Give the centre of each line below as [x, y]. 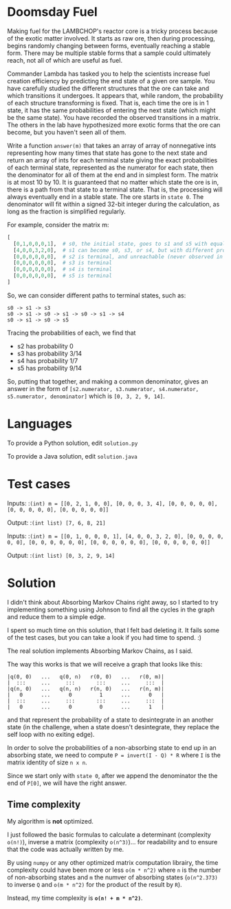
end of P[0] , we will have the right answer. [67, 783]
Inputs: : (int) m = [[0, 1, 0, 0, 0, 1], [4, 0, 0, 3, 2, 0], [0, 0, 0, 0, [115, 536]
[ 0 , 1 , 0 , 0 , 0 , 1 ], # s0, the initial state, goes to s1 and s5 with [110, 244]
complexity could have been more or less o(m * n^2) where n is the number [114, 870]
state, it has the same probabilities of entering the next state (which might [111, 110]
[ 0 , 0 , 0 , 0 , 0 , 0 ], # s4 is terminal [63, 269]
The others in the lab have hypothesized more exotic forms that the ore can [114, 125]
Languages [40, 424]
